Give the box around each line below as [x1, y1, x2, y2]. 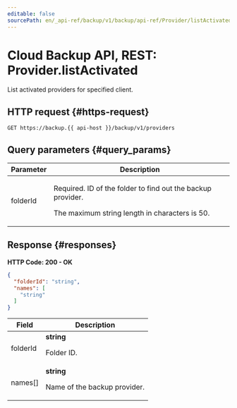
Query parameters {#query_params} [7, 144, 171, 156]
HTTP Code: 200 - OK [7, 258, 73, 266]
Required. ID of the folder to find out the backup [53, 184, 212, 194]
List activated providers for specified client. [7, 85, 134, 94]
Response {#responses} [7, 239, 117, 251]
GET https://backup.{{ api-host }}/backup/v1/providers [7, 125, 175, 132]
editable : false [7, 10, 55, 18]
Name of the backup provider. [45, 382, 145, 392]
